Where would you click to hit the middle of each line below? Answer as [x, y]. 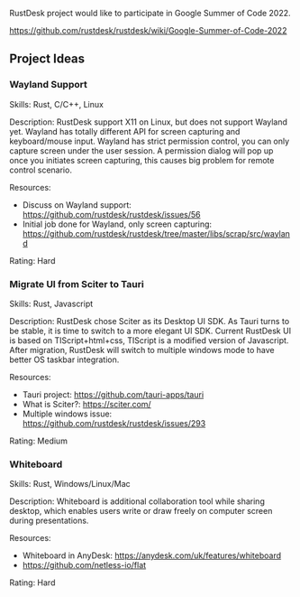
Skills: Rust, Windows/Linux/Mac [70, 484]
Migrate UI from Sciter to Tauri [77, 284]
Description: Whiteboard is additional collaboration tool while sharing [137, 501]
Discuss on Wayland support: [77, 205]
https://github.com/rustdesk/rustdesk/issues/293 [114, 423]
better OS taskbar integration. [64, 359]
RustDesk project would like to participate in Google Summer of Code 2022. [150, 13]
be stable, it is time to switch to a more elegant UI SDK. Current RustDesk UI [150, 331]
